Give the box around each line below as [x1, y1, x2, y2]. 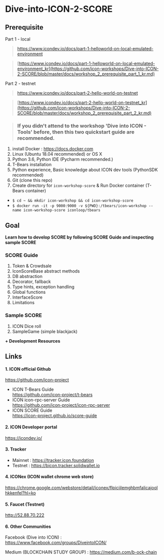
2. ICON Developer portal [5, 424, 57, 430]
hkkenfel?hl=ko [5, 490, 36, 496]
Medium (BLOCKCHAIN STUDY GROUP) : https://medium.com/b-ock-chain [5, 549, 157, 555]
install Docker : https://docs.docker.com [12, 146, 93, 152]
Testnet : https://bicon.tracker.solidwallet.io [12, 462, 100, 468]
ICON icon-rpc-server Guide [12, 397, 70, 403]
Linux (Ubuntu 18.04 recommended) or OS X [12, 151, 102, 157]
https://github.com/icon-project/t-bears [12, 392, 93, 398]
